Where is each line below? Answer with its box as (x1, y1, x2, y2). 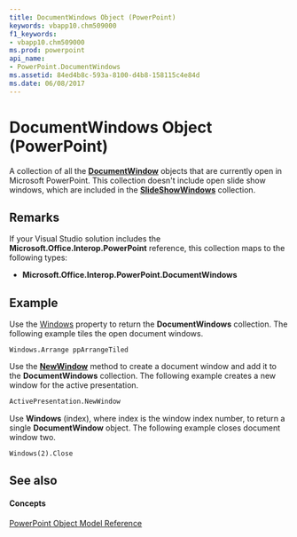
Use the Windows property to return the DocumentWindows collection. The (9, 319, 288, 329)
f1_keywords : (9, 29, 58, 38)
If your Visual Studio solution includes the (9, 233, 161, 244)
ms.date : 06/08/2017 (9, 79, 86, 88)
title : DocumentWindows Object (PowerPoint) (9, 12, 176, 22)
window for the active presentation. (9, 380, 139, 391)
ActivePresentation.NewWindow (9, 397, 121, 407)
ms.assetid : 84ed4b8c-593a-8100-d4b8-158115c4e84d (9, 71, 200, 80)
